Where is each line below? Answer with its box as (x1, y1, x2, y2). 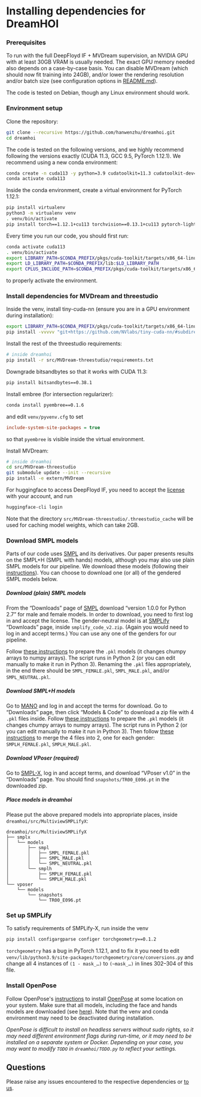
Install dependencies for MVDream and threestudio (6, 292, 159, 301)
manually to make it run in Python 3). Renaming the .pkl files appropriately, (6, 661, 191, 668)
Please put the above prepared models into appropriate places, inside (6, 811, 178, 819)
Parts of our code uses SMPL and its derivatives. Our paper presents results (6, 550, 194, 558)
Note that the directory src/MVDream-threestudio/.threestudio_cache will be (6, 515, 193, 522)
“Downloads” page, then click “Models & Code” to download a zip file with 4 (6, 709, 194, 716)
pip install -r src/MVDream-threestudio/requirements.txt (6, 357, 154, 364)
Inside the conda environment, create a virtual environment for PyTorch (6, 187, 182, 194)
